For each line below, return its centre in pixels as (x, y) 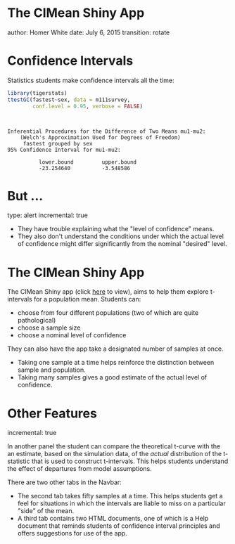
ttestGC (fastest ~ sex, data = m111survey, (69, 100)
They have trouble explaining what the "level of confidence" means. (116, 229)
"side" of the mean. (46, 511)
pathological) (37, 320)
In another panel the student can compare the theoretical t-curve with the (114, 446)
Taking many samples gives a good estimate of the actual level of (112, 377)
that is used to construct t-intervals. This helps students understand (130, 461)
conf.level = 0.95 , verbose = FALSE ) (88, 106)
